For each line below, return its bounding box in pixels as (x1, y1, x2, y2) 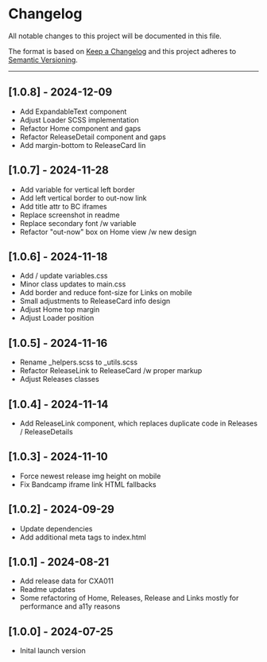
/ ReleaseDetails (19, 427, 73, 436)
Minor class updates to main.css (19, 279, 126, 289)
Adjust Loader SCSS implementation (19, 115, 139, 124)
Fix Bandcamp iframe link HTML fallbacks (19, 479, 157, 489)
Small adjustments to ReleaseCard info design (19, 296, 171, 306)
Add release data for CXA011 (19, 576, 114, 586)
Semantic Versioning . (8, 55, 78, 64)
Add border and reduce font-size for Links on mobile (19, 288, 192, 298)
